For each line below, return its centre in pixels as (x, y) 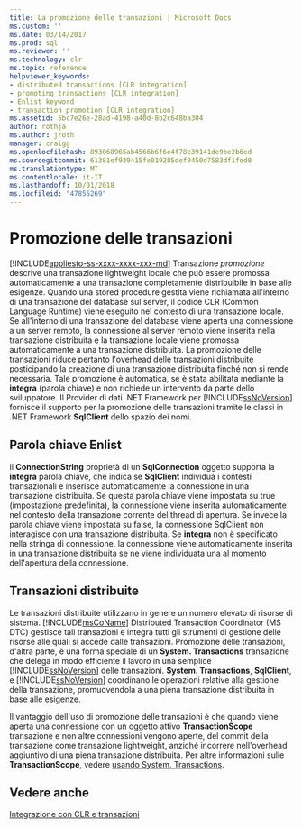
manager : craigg (40, 143)
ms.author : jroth (42, 135)
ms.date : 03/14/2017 (48, 34)
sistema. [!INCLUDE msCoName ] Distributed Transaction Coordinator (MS (146, 622)
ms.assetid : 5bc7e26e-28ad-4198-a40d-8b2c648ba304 (106, 118)
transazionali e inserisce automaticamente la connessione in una (129, 486)
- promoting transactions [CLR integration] (94, 93)
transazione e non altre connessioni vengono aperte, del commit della (139, 735)
